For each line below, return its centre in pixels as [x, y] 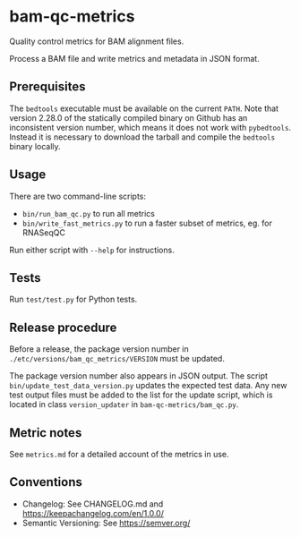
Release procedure [63, 327]
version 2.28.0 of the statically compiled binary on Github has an [129, 117]
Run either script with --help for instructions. [92, 250]
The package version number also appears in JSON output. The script [139, 376]
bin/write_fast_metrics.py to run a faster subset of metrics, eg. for [147, 223]
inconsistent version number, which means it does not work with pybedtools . [150, 127]
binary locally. [35, 146]
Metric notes [46, 433]
